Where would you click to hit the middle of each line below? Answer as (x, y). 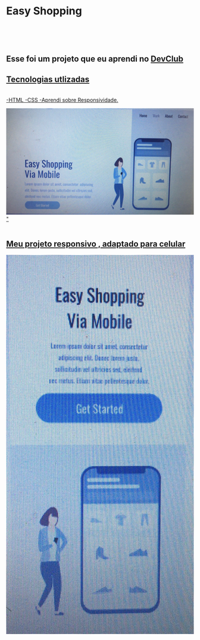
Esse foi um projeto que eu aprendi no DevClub (95, 59)
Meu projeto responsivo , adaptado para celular (96, 244)
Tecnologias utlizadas (48, 79)
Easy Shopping (44, 11)
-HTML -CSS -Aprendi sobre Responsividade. (62, 100)
